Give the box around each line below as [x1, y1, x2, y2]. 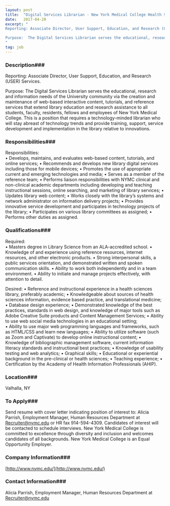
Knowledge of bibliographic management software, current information [5, 339, 154, 345]
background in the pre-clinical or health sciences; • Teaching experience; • [5, 355, 163, 361]
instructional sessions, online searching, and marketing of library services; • [5, 188, 164, 194]
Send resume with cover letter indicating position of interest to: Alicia [5, 409, 149, 415]
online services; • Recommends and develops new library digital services [5, 160, 158, 167]
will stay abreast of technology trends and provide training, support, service [5, 120, 163, 126]
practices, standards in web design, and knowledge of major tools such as [5, 307, 160, 313]
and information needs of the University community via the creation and [5, 94, 155, 100]
